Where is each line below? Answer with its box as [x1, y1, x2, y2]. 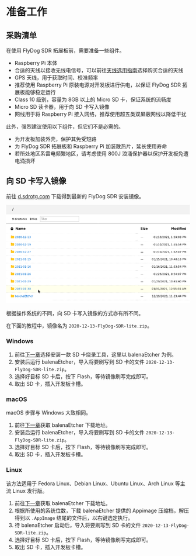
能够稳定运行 [24, 89, 56, 95]
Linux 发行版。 [12, 487, 48, 494]
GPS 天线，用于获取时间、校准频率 [14, 74, 99, 81]
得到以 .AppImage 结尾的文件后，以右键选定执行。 [14, 514, 134, 521]
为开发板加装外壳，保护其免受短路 [14, 136, 97, 142]
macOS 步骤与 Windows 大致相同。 [6, 409, 92, 416]
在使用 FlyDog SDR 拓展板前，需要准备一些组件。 [6, 47, 125, 54]
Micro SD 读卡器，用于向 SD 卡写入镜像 [14, 103, 110, 110]
